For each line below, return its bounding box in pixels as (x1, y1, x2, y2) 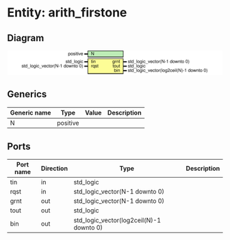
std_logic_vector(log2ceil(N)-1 (73, 216, 162, 224)
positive (57, 119, 79, 127)
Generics (7, 88, 47, 100)
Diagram (7, 32, 44, 44)
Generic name (10, 108, 51, 117)
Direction (40, 164, 68, 172)
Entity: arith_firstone (7, 5, 127, 21)
